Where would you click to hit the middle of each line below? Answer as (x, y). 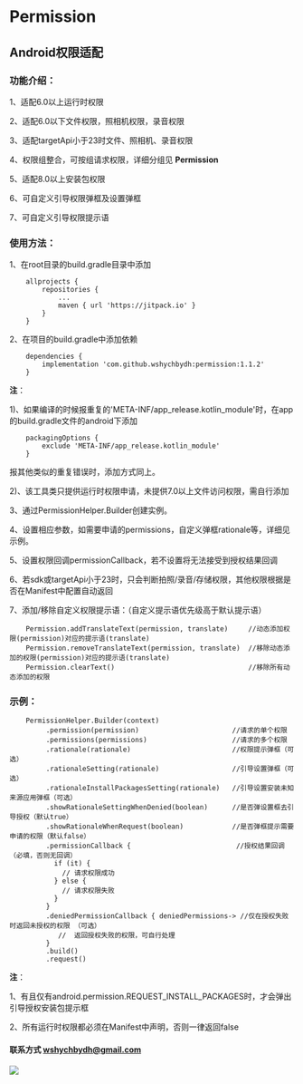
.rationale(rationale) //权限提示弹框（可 (170, 750)
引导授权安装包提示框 (49, 1008)
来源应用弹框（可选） (43, 798)
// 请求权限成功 (88, 873)
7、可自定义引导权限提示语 (59, 217)
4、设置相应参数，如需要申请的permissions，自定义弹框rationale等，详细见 (150, 530)
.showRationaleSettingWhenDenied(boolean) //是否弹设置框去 (166, 808)
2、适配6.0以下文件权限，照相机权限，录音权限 (97, 121)
